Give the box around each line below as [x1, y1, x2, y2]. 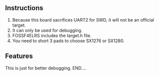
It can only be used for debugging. [12, 27, 83, 33]
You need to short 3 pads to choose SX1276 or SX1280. [12, 38, 125, 44]
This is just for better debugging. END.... [5, 65, 87, 71]
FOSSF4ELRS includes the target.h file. [12, 32, 92, 38]
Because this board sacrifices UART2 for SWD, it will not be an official [12, 17, 154, 23]
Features [5, 52, 33, 60]
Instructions [5, 4, 43, 12]
